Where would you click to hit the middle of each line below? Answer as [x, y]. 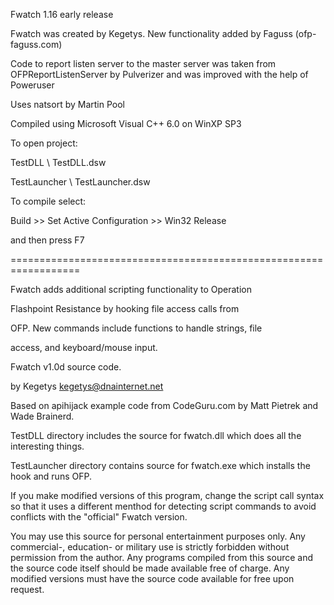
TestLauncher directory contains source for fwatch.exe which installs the [160, 465]
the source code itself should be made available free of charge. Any [150, 568]
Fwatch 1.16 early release [62, 14]
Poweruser [32, 85]
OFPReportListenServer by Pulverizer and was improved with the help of [159, 74]
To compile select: [48, 201]
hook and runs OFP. [51, 476]
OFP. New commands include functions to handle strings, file [136, 328]
